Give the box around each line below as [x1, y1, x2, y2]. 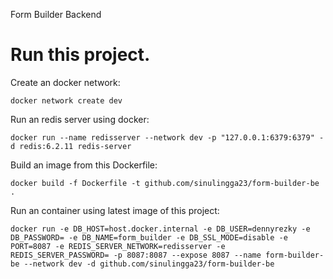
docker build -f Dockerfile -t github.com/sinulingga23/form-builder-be [10, 178, 320, 188]
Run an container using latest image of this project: [10, 204, 220, 216]
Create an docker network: [10, 76, 121, 88]
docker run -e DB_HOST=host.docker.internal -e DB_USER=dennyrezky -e [10, 224, 311, 234]
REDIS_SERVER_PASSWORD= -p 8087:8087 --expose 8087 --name [10, 250, 262, 260]
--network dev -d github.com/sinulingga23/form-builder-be [23, 259, 275, 269]
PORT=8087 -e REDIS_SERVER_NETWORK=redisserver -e [10, 241, 226, 251]
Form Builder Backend [10, 9, 102, 20]
